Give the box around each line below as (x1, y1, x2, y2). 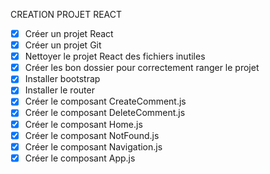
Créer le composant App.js (24, 152, 136, 164)
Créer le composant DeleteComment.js (24, 107, 186, 119)
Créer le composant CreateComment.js (24, 95, 187, 108)
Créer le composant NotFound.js (24, 129, 160, 141)
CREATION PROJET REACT (10, 9, 123, 20)
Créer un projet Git (24, 39, 102, 51)
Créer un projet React (24, 28, 114, 39)
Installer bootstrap (24, 73, 101, 85)
